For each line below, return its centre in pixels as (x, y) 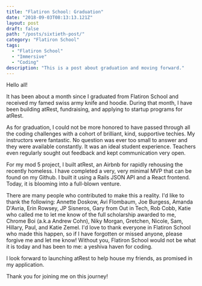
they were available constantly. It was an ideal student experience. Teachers (101, 147)
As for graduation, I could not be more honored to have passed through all (98, 128)
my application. (25, 265)
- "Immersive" (29, 57)
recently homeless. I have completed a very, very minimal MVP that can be (99, 171)
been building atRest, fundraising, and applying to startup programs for (94, 110)
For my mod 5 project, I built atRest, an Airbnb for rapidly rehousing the (95, 165)
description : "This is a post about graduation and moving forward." (96, 68)
